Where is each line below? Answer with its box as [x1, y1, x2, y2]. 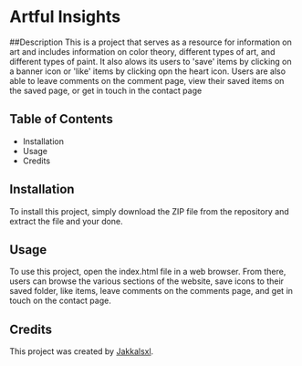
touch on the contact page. [9, 295, 111, 307]
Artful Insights [9, 6, 121, 27]
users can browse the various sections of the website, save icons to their [9, 276, 285, 287]
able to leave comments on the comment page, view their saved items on [9, 75, 285, 86]
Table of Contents [9, 111, 114, 127]
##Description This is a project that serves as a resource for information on [9, 37, 292, 47]
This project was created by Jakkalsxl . [9, 346, 154, 357]
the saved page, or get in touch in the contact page [9, 85, 203, 96]
